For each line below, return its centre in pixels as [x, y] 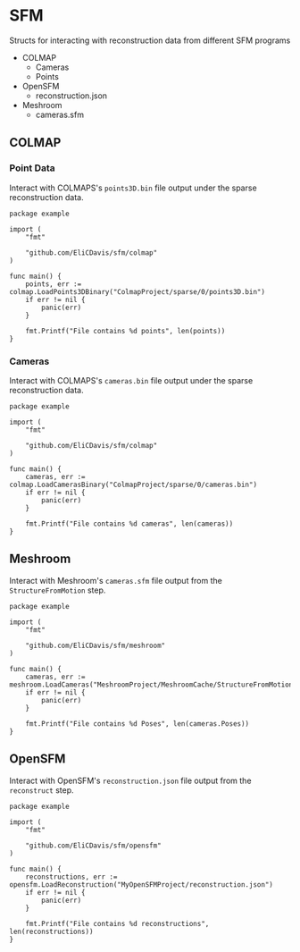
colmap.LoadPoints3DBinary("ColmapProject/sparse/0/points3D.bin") [137, 291]
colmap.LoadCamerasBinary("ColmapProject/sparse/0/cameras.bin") [133, 484]
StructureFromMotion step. [58, 590]
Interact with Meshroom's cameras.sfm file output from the [116, 580]
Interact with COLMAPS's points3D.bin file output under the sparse [133, 188]
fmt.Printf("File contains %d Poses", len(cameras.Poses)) [137, 724]
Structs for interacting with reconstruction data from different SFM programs [150, 40]
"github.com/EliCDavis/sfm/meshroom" [96, 645]
